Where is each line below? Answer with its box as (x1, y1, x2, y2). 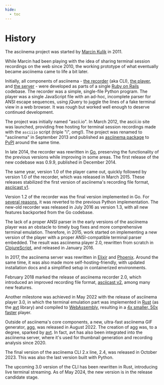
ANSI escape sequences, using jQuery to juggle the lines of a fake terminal (5, 99, 156, 105)
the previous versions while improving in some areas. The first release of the (5, 154, 159, 160)
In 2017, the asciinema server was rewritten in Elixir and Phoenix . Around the (5, 255, 159, 260)
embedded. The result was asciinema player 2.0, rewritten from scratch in (5, 240, 154, 246)
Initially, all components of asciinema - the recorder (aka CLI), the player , (5, 78, 151, 84)
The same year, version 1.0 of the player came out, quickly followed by (5, 169, 147, 175)
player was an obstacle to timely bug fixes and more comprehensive (5, 224, 143, 230)
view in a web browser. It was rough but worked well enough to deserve (5, 104, 150, 110)
